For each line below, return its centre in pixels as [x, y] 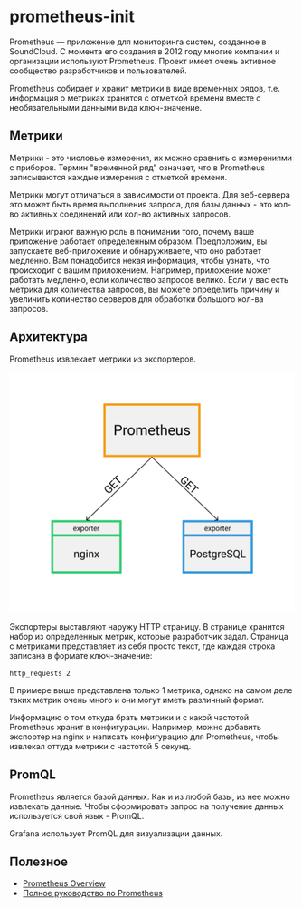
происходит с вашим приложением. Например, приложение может [140, 270]
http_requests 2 [40, 673]
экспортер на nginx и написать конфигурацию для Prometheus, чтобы [145, 737]
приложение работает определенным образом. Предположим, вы [138, 241]
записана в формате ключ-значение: [81, 655]
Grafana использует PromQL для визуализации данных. [116, 833]
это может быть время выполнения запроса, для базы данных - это [141, 204]
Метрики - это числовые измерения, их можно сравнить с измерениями [151, 158]
